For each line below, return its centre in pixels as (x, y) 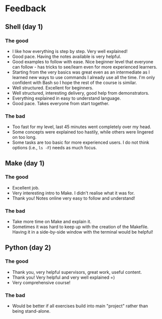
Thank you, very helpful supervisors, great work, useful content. (77, 272)
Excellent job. (26, 187)
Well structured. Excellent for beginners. (53, 88)
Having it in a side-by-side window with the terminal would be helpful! (82, 232)
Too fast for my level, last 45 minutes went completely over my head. (82, 127)
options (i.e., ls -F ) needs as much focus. (54, 148)
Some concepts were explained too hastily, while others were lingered (83, 132)
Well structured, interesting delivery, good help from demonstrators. (81, 93)
